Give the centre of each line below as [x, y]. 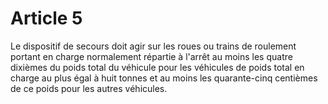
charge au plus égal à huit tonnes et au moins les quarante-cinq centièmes [164, 78]
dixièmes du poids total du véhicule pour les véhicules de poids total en [157, 67]
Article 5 [46, 18]
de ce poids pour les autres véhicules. [89, 88]
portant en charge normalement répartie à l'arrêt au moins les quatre [151, 56]
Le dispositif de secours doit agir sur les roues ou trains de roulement [153, 46]
